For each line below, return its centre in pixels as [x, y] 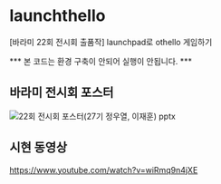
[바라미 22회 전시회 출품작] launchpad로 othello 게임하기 [111, 42]
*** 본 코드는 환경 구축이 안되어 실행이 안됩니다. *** [101, 61]
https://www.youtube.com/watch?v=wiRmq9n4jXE [104, 169]
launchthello [58, 16]
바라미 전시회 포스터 [62, 93]
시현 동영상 [38, 147]
